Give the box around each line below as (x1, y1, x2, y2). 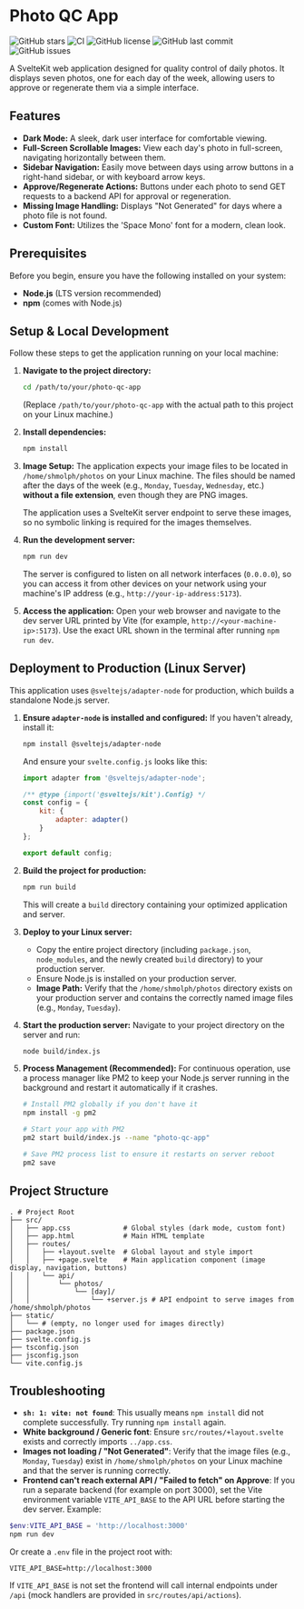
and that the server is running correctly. (22, 1465, 172, 1476)
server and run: (22, 1029, 81, 1040)
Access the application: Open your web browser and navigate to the (22, 605, 281, 616)
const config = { (22, 798, 89, 807)
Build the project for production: (22, 864, 147, 875)
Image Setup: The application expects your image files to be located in (22, 461, 289, 472)
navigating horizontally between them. (22, 152, 166, 163)
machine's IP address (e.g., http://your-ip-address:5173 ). (22, 588, 242, 598)
